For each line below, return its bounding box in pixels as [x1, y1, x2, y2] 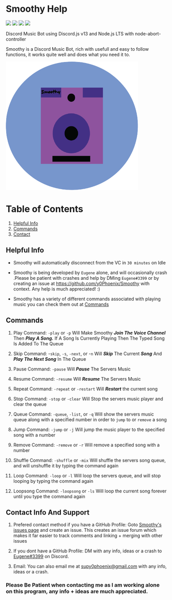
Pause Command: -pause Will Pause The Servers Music [13, 366, 131, 372]
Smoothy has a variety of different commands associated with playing [13, 296, 161, 302]
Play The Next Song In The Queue [13, 356, 87, 362]
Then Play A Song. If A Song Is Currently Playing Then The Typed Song [13, 335, 165, 341]
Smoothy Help [6, 3, 68, 15]
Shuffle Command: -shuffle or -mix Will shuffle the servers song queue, [13, 457, 166, 463]
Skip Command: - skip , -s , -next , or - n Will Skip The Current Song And [13, 350, 162, 357]
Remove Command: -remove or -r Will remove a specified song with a [13, 442, 160, 448]
